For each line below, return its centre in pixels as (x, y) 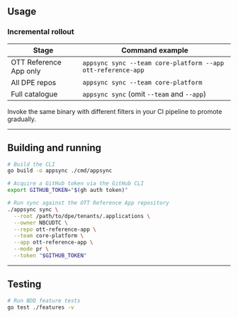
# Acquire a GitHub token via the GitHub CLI (75, 183)
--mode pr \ (32, 249)
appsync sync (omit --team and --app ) (144, 93)
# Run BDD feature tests (44, 300)
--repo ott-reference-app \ (55, 229)
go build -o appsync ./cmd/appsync (60, 171)
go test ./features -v (41, 307)
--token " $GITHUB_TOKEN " (50, 256)
